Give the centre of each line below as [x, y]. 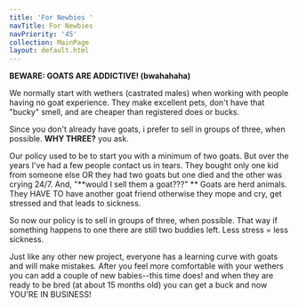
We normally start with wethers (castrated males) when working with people [149, 93]
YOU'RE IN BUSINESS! [50, 295]
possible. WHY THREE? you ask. [69, 139]
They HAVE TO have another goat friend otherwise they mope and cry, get [145, 194]
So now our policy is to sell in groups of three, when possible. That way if [144, 221]
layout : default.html [49, 51]
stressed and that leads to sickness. [75, 203]
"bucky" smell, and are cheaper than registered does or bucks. [125, 112]
